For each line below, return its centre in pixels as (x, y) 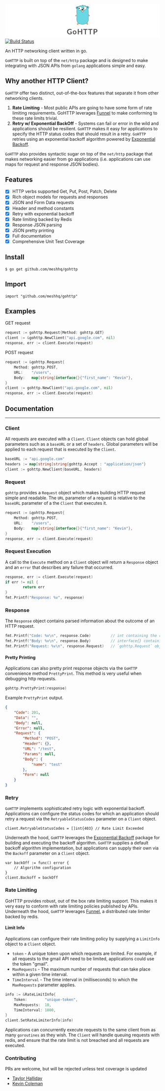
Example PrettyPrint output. (34, 698)
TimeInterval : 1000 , (35, 1010)
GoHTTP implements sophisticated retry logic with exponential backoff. (75, 809)
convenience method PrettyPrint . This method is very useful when (73, 673)
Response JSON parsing (37, 225)
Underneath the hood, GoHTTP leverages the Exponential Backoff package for (82, 838)
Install (15, 257)
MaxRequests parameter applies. (44, 985)
